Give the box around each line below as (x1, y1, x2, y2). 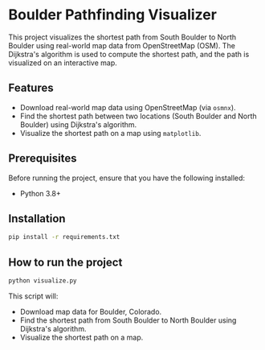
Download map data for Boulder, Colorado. (19, 307, 162, 316)
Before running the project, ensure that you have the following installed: (8, 173, 246, 183)
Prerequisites (8, 151, 77, 166)
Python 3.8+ (19, 188, 62, 198)
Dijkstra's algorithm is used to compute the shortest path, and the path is (8, 49, 250, 59)
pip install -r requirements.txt (8, 233, 120, 241)
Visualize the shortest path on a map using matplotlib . (19, 128, 202, 138)
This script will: (8, 291, 59, 301)
